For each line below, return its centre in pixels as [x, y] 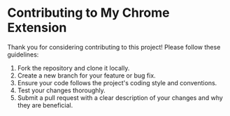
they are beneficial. [45, 105]
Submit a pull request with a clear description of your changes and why [120, 97]
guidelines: [23, 55]
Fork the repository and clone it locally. [73, 68]
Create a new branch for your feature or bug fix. [86, 75]
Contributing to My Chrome [88, 13]
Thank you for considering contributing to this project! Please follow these [114, 47]
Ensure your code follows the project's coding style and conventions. [117, 82]
